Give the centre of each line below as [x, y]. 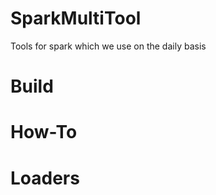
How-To [44, 132]
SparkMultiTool [76, 18]
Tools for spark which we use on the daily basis [108, 46]
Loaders [45, 178]
